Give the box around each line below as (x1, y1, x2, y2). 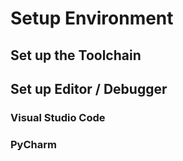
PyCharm (10, 137, 57, 151)
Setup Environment (10, 7, 174, 30)
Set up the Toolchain (10, 47, 142, 64)
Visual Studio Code (10, 110, 106, 124)
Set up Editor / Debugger (10, 80, 168, 97)
